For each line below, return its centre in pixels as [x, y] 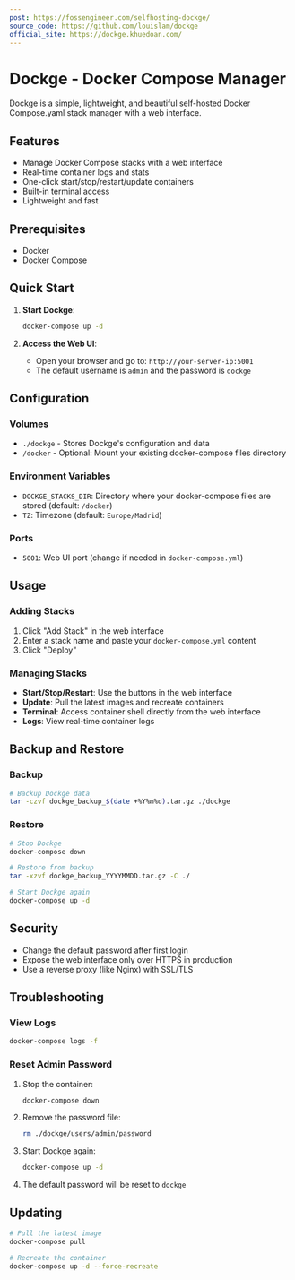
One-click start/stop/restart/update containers [108, 182]
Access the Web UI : [59, 343]
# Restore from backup [52, 868]
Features [35, 141]
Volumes [29, 424]
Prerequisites [48, 229]
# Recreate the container [57, 1258]
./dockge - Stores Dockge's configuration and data [116, 444]
